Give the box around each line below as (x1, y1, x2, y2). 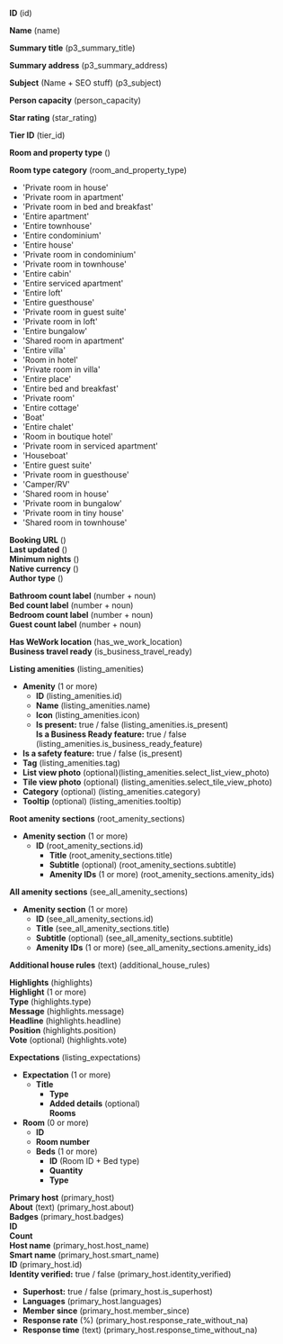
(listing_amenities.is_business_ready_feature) (35, 739, 203, 749)
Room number (35, 1137, 90, 1147)
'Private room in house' (22, 182, 110, 193)
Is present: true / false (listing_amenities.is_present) (35, 720, 229, 730)
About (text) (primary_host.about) (9, 1202, 135, 1212)
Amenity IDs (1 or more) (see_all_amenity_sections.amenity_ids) (35, 942, 272, 953)
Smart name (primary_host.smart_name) (9, 1249, 160, 1260)
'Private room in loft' (22, 316, 98, 327)
